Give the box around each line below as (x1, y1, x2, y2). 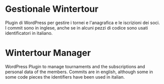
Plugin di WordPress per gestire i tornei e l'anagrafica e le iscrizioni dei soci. (5, 20, 160, 26)
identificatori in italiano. (5, 30, 53, 36)
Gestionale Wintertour (5, 3, 99, 15)
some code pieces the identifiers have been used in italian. (5, 74, 125, 80)
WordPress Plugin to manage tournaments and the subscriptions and (5, 63, 145, 69)
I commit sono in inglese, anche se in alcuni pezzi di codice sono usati (5, 25, 148, 30)
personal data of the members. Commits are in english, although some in (5, 69, 153, 75)
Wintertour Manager (5, 48, 91, 58)
